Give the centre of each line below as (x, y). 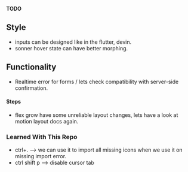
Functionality (31, 67)
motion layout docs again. (47, 121)
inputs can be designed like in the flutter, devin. (73, 42)
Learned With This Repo (42, 137)
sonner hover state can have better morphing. (71, 48)
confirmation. (31, 88)
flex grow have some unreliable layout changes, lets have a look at (96, 115)
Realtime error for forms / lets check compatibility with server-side (97, 82)
